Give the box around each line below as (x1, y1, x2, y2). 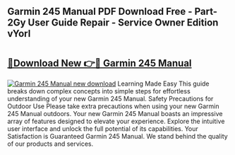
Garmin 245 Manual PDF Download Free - (7, 6, 193, 18)
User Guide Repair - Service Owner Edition (28, 17, 219, 29)
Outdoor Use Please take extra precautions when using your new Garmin (7, 102, 220, 110)
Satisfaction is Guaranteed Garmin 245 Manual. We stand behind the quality (7, 132, 228, 140)
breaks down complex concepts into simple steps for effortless (7, 87, 191, 95)
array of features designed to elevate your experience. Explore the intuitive (7, 117, 225, 125)
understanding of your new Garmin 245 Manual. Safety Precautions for (7, 95, 214, 103)
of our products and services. (7, 139, 94, 148)
